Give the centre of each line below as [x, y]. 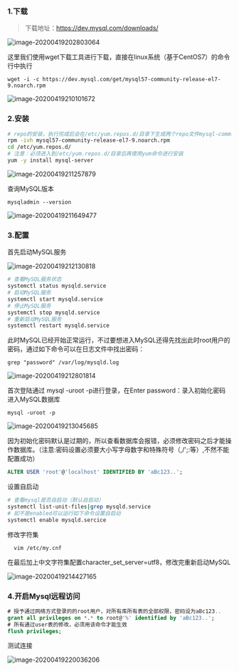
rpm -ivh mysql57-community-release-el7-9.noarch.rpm [89, 140]
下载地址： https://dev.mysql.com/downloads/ [91, 28]
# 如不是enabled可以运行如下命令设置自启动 [64, 513]
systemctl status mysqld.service [57, 286]
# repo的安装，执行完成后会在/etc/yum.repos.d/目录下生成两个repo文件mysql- [113, 134]
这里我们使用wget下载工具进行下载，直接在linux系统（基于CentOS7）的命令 [119, 57]
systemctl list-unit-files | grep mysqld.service [79, 507]
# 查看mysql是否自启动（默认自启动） [56, 500]
